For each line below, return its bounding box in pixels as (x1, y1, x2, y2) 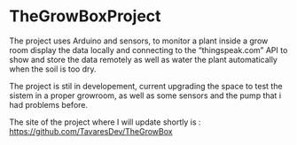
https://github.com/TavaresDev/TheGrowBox (9, 126, 173, 136)
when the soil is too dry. (9, 64, 97, 74)
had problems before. (9, 99, 89, 110)
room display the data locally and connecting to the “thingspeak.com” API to (9, 44, 288, 55)
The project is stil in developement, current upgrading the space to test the (9, 80, 283, 91)
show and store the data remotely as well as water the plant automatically (9, 54, 277, 65)
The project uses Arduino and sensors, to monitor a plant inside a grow (9, 35, 269, 46)
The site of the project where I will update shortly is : (9, 117, 201, 127)
